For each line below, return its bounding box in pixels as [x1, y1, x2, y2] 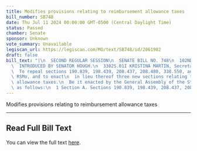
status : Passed [6, 25, 43, 31]
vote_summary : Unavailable [6, 42, 72, 47]
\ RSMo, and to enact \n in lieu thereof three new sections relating [11, 74, 188, 80]
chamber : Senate [6, 30, 46, 36]
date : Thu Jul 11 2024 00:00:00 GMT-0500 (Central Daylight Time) [6, 19, 172, 25]
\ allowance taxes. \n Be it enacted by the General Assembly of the [11, 80, 185, 85]
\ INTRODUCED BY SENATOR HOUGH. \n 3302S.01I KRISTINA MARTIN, [11, 63, 172, 69]
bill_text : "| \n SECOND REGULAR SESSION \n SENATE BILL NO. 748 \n [6, 57, 175, 63]
